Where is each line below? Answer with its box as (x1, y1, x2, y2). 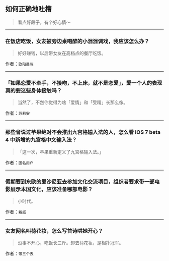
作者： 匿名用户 (5, 160, 34, 166)
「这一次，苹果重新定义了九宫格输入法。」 (17, 148, 104, 155)
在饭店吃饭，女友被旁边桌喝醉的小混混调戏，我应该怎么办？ (5, 37, 150, 44)
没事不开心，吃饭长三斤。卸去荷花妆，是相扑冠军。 (17, 240, 124, 246)
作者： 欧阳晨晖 (5, 61, 34, 67)
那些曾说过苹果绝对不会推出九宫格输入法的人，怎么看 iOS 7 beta (5, 129, 161, 136)
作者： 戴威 (5, 209, 26, 215)
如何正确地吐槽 (5, 5, 52, 14)
